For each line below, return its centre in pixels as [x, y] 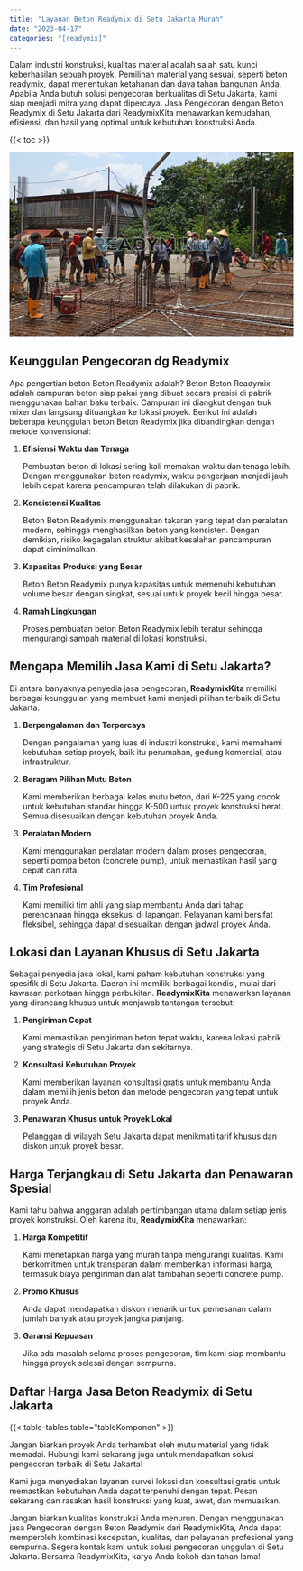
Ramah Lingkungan [60, 611]
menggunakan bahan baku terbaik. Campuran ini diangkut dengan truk [141, 402]
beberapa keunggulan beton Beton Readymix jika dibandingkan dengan [142, 421]
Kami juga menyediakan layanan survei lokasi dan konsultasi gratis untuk [145, 1482]
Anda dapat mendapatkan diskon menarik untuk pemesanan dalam [147, 1309]
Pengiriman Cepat [57, 1021]
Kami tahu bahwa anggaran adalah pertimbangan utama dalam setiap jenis [148, 1210]
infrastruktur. [46, 762]
